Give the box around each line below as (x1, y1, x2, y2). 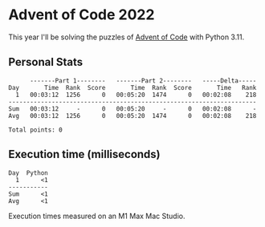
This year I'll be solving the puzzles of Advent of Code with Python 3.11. (8, 32, 245, 42)
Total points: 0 (8, 126, 63, 134)
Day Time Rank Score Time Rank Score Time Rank (8, 83, 257, 91)
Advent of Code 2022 (8, 6, 155, 24)
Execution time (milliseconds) (8, 148, 161, 161)
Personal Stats (8, 55, 84, 69)
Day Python (8, 168, 48, 177)
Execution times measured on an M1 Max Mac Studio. (8, 211, 185, 221)
